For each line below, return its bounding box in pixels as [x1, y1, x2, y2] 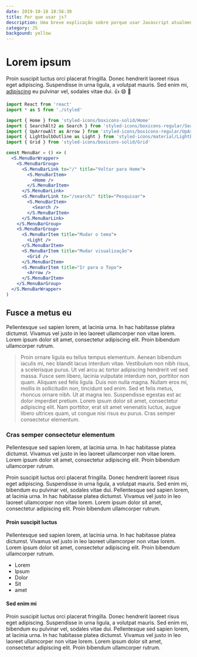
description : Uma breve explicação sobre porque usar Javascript [6, 19, 169, 25]
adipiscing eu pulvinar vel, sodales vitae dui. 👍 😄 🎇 [6, 88, 131, 95]
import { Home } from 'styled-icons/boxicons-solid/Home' [6, 117, 151, 123]
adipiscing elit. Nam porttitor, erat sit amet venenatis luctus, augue [20, 403, 181, 411]
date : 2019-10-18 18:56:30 [6, 8, 72, 15]
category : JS [6, 25, 38, 31]
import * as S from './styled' [6, 107, 83, 113]
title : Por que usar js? [6, 14, 67, 20]
